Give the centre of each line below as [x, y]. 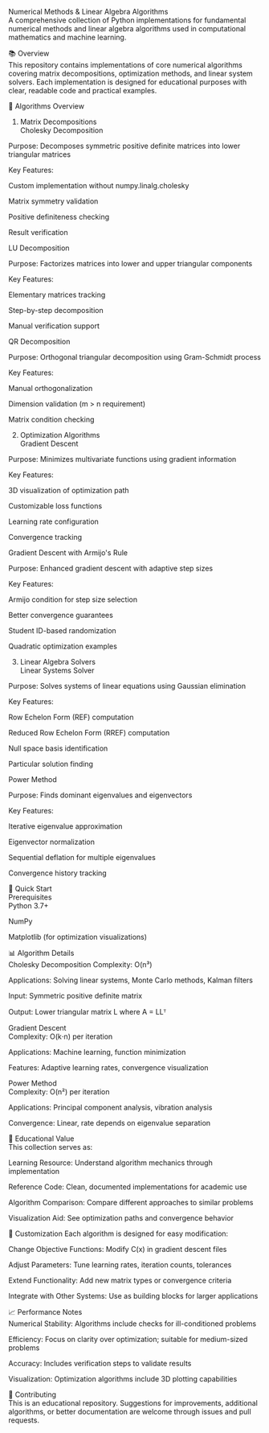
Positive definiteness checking [59, 217]
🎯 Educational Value [41, 1139]
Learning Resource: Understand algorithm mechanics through [110, 1163]
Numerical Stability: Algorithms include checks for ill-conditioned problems [132, 1324]
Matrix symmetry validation [53, 201]
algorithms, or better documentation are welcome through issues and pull [130, 1412]
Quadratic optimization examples [63, 646]
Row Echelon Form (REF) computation [71, 717]
